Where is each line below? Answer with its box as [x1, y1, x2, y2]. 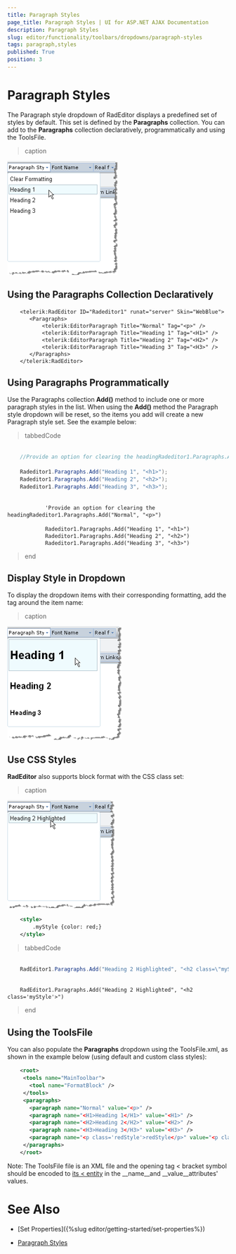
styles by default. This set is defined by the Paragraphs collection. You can [7, 118, 225, 126]
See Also [7, 1201, 60, 1217]
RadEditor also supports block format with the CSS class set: [7, 773, 184, 781]
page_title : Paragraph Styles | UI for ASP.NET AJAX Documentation [7, 18, 209, 26]
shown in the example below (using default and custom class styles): [7, 1052, 207, 1061]
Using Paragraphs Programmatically [7, 377, 170, 389]
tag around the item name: [7, 598, 84, 607]
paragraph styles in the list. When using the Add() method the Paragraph [7, 402, 218, 412]
